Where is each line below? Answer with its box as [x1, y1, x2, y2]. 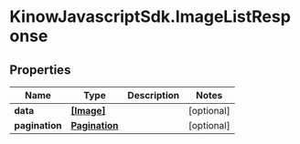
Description [127, 89, 180, 101]
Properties [9, 62, 71, 77]
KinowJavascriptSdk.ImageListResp [9, 6, 291, 27]
